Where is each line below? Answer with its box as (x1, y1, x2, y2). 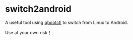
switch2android (5, 3, 72, 15)
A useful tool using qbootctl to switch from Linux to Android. (5, 20, 128, 25)
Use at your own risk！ (5, 29, 52, 35)
